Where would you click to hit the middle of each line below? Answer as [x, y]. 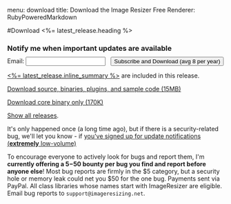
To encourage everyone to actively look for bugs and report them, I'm [106, 157]
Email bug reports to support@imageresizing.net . [76, 193]
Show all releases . [33, 115]
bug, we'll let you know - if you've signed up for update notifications [104, 136]
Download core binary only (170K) [55, 102]
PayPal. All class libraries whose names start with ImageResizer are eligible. [115, 185]
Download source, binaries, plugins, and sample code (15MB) [94, 89]
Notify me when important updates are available [90, 48]
